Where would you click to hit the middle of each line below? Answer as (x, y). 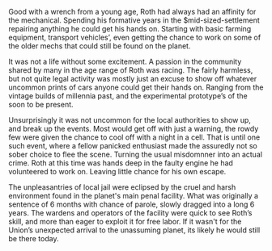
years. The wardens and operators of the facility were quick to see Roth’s (130, 213)
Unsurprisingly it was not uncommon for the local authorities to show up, (130, 120)
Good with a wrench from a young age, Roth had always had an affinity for (132, 12)
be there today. (34, 238)
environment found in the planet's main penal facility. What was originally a (134, 196)
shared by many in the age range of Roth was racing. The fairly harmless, (131, 70)
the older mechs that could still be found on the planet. (100, 46)
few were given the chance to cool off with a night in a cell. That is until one (134, 137)
